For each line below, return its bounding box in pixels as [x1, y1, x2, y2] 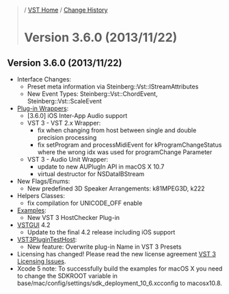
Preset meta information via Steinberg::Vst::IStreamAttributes [27, 82, 199, 90]
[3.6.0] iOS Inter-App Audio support [27, 112, 128, 119]
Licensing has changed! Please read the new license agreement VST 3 [16, 250, 217, 258]
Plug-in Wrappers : [16, 104, 69, 112]
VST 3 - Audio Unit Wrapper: [27, 156, 108, 163]
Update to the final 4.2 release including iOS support [27, 228, 176, 236]
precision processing [37, 134, 97, 141]
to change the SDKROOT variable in [16, 272, 118, 280]
